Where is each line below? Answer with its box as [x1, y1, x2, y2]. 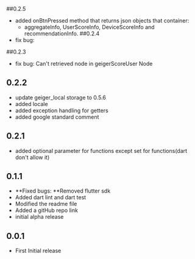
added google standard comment [15, 113, 99, 121]
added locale [15, 100, 48, 107]
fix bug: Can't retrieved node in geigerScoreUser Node [15, 60, 153, 67]
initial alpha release [15, 213, 64, 221]
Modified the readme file [15, 200, 77, 208]
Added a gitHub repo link [15, 207, 78, 214]
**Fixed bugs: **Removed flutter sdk [15, 187, 111, 194]
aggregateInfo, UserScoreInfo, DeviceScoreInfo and [24, 24, 155, 30]
